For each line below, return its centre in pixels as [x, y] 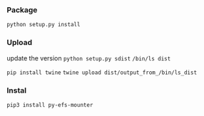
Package [22, 10]
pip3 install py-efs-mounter [50, 105]
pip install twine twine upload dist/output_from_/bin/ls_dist [102, 73]
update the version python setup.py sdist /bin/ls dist [89, 58]
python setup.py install [44, 25]
